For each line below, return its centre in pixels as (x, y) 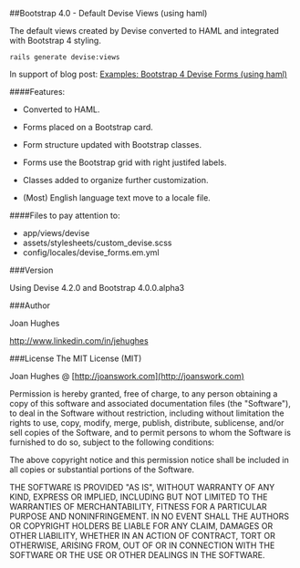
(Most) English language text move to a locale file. (117, 198)
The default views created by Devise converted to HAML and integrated (145, 31)
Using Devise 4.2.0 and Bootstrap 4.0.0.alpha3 (97, 288)
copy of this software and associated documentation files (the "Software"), (150, 403)
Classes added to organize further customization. (115, 180)
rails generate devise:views (65, 57)
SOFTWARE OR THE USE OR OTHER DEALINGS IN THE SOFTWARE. (137, 555)
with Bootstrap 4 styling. (56, 41)
